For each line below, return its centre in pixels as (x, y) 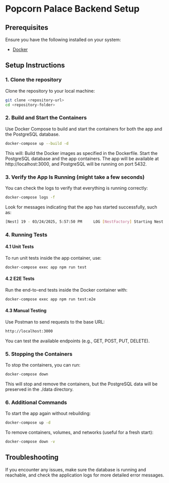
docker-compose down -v (30, 442)
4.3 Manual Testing (26, 311)
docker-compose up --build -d (37, 143)
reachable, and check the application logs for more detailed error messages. (85, 475)
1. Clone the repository (34, 80)
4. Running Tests (26, 234)
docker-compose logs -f (30, 197)
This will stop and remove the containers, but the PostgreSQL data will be (81, 384)
